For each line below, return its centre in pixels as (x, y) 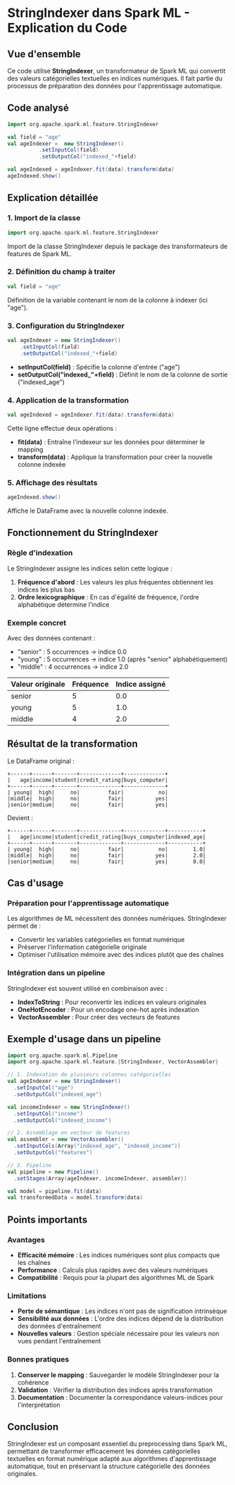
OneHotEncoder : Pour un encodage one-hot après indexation (108, 1009)
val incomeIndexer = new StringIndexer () (69, 1107)
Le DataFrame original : (41, 761)
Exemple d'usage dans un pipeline (84, 1039)
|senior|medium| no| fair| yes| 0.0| (107, 862)
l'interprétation (39, 1405)
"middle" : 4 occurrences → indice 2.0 (73, 666)
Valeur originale (38, 684)
